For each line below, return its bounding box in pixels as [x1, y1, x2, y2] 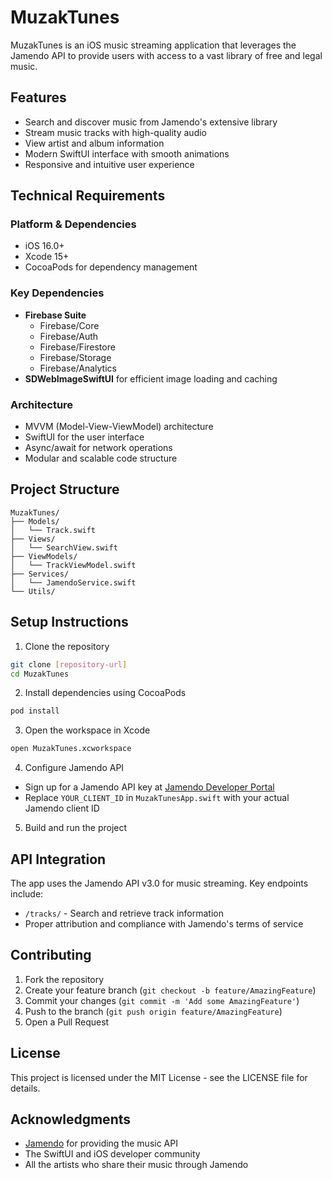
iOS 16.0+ [24, 240, 65, 252]
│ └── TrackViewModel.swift [10, 560, 137, 570]
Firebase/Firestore [39, 341, 116, 353]
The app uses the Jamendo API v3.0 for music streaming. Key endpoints [10, 877, 309, 889]
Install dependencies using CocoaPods [24, 687, 187, 699]
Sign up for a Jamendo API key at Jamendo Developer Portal [24, 781, 275, 793]
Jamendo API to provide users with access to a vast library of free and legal [10, 49, 323, 61]
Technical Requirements [10, 187, 166, 205]
